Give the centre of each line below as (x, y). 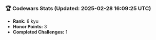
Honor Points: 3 (30, 27)
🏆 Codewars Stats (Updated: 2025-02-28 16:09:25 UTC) (78, 8)
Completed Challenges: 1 (40, 32)
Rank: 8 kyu (25, 21)
